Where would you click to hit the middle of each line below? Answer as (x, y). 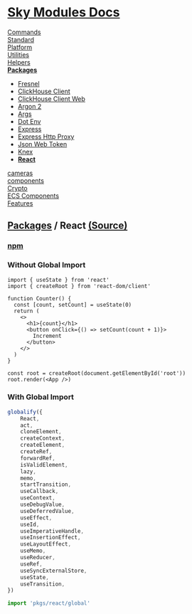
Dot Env (29, 121)
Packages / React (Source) (68, 226)
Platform (20, 47)
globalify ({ (25, 412)
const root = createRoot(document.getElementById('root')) (97, 373)
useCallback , (39, 492)
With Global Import (41, 397)
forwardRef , (38, 458)
